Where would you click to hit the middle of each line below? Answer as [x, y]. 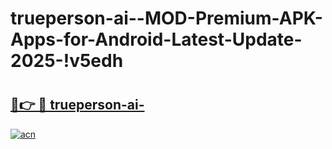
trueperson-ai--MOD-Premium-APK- [166, 18]
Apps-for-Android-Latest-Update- [156, 39]
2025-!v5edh [67, 61]
